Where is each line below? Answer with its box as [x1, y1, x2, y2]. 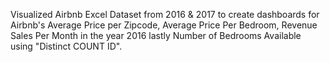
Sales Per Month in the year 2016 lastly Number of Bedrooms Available [10, 30, 302, 41]
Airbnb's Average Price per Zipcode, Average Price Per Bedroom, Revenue [10, 19, 318, 31]
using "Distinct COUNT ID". [10, 40, 123, 52]
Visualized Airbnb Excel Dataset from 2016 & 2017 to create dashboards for [10, 9, 320, 20]
